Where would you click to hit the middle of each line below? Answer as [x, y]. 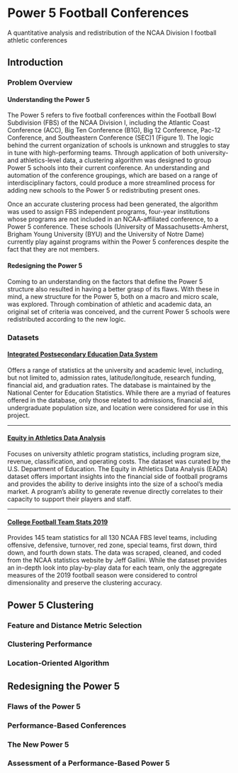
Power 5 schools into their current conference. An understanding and [109, 168]
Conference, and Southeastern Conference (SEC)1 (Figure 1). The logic [111, 138]
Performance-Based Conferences [67, 726]
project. [19, 415]
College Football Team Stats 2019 [58, 521]
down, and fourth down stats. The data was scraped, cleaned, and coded [114, 553]
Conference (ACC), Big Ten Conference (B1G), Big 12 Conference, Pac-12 [114, 130]
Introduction [35, 63]
